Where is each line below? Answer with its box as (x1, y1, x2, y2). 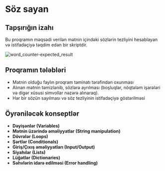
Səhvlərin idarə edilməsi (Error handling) (12, 160, 98, 166)
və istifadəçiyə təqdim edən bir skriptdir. (5, 42, 87, 48)
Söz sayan (5, 3, 49, 15)
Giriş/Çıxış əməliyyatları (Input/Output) (12, 144, 95, 150)
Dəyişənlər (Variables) (12, 123, 60, 129)
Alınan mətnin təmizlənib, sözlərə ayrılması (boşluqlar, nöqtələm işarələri (12, 84, 161, 90)
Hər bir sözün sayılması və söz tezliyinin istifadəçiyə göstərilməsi (12, 95, 145, 101)
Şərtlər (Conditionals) (12, 139, 59, 145)
